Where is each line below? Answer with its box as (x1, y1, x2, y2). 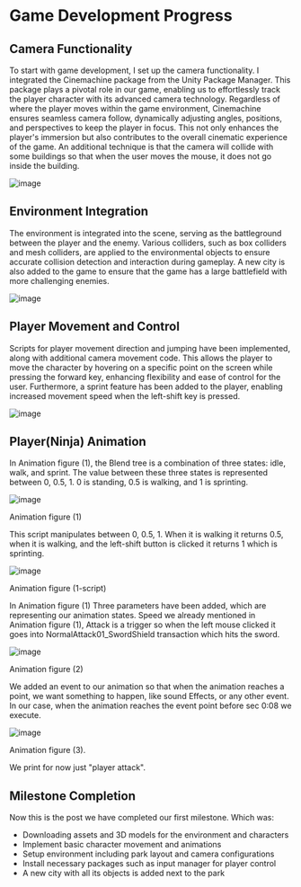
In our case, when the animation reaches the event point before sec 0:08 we (9, 700, 292, 711)
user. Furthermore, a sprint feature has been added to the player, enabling (9, 381, 283, 392)
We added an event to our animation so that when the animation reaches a (9, 681, 285, 692)
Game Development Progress (9, 5, 233, 26)
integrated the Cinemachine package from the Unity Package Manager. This (9, 75, 291, 85)
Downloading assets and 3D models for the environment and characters (22, 829, 289, 840)
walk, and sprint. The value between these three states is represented (9, 467, 268, 478)
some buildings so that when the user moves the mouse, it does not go (9, 151, 272, 162)
